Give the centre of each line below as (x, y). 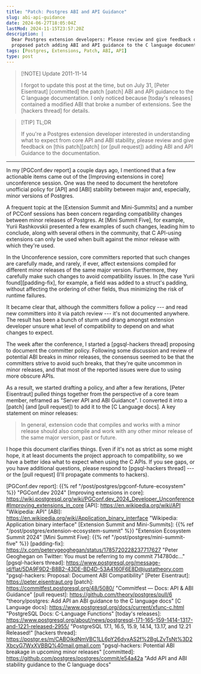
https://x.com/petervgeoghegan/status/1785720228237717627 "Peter (92, 550)
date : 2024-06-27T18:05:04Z (41, 23)
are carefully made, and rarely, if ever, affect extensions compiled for (91, 263)
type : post (20, 56)
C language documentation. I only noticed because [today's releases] (106, 98)
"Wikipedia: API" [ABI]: (34, 511)
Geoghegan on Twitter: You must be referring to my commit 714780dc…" (96, 556)
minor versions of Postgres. (40, 195)
